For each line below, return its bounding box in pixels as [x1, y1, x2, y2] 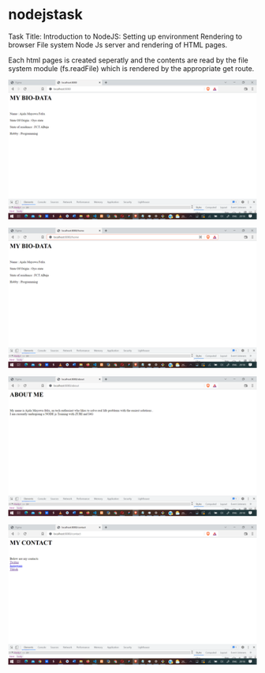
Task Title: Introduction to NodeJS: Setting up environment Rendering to [8, 32, 243, 41]
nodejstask [8, 6, 83, 24]
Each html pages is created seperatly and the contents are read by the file [8, 55, 248, 65]
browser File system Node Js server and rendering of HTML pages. [8, 39, 228, 49]
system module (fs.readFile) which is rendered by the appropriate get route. [8, 63, 255, 73]
